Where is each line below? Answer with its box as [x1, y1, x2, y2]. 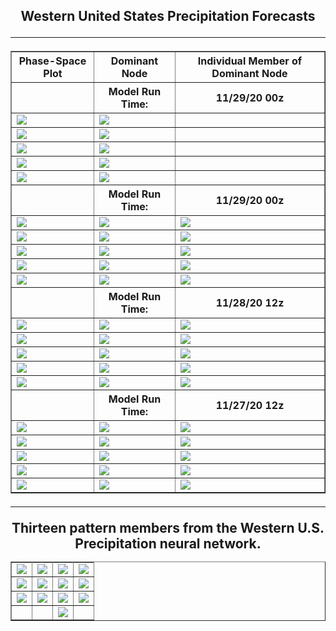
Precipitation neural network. [74, 535, 262, 553]
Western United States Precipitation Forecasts [20, 8, 316, 25]
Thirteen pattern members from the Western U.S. [11, 520, 325, 537]
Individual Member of [197, 54, 303, 68]
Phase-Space [18, 54, 87, 68]
